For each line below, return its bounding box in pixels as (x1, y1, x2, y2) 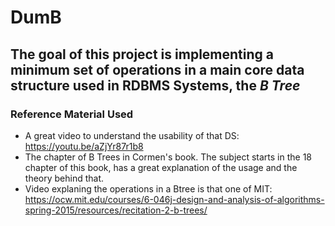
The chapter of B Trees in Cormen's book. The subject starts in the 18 (24, 151, 313, 163)
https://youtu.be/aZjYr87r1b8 (24, 140, 144, 152)
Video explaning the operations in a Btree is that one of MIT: (24, 182, 273, 195)
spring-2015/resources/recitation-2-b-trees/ (24, 204, 208, 216)
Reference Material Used (10, 107, 134, 121)
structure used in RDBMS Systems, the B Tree (10, 77, 301, 94)
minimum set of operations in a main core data (10, 61, 305, 78)
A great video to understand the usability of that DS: (24, 129, 240, 141)
